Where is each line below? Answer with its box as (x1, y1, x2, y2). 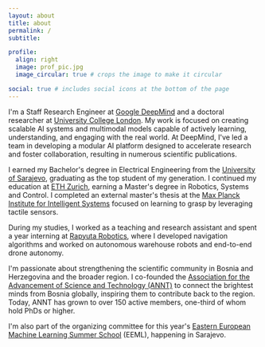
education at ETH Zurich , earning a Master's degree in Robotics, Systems (8, 181, 249, 191)
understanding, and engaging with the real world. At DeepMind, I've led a (8, 132, 248, 142)
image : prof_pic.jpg (15, 63, 84, 72)
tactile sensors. (8, 207, 59, 216)
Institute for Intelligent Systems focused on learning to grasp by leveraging (8, 199, 253, 208)
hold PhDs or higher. (8, 306, 76, 315)
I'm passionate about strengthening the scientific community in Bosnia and (8, 263, 253, 273)
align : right (15, 56, 59, 64)
